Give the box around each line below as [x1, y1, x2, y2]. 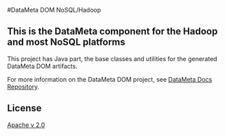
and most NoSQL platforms [7, 36, 126, 48]
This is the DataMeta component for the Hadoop [7, 25, 218, 37]
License [7, 102, 42, 114]
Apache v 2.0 [7, 120, 45, 129]
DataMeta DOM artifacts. [7, 62, 78, 70]
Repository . [7, 82, 40, 91]
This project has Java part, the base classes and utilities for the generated [7, 54, 217, 63]
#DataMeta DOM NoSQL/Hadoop [7, 6, 101, 14]
